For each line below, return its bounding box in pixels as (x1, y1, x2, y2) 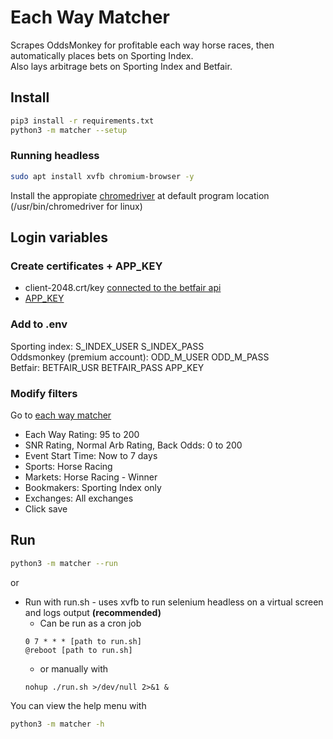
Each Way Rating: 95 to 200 (24, 428, 140, 440)
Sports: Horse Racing (24, 460, 113, 472)
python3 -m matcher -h (10, 719, 105, 729)
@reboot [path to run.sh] (24, 645, 133, 655)
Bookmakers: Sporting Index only (24, 481, 162, 493)
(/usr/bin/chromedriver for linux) (10, 200, 143, 212)
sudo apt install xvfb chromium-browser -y (10, 171, 195, 181)
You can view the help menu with (10, 699, 147, 711)
